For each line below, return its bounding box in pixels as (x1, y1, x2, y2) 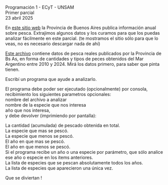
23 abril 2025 (5, 15, 33, 21)
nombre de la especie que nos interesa (5, 102, 86, 108)
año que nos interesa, (5, 108, 50, 113)
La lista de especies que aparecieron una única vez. (5, 165, 114, 171)
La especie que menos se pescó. (5, 133, 74, 139)
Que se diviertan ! (5, 175, 42, 180)
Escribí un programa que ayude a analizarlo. (5, 76, 97, 82)
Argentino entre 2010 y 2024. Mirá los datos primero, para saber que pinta (5, 61, 160, 67)
